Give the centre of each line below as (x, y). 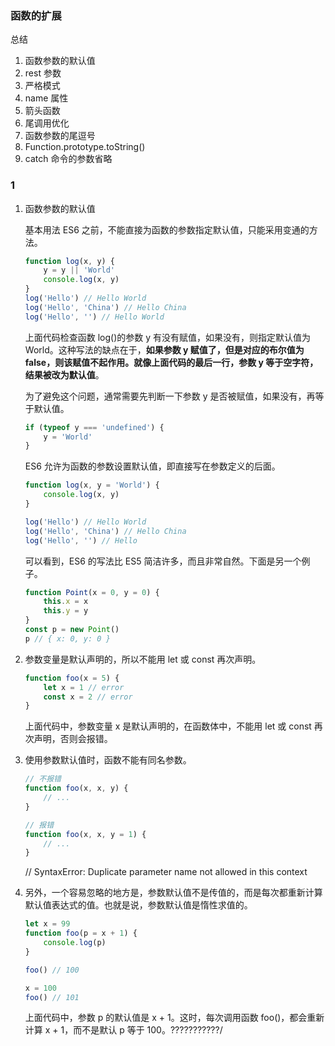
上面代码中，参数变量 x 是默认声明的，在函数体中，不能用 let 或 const (168, 726)
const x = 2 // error (88, 697)
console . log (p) (75, 943)
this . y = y (66, 611)
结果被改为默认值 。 (64, 374)
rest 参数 (43, 73)
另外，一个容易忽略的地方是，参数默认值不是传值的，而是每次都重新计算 (173, 893)
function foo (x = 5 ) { (72, 678)
